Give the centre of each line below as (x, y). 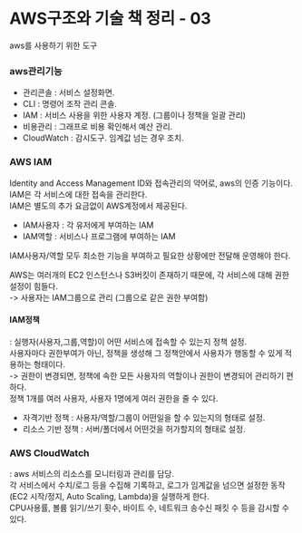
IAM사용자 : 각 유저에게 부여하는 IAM (88, 225)
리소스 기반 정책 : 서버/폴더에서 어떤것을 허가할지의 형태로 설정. (134, 429)
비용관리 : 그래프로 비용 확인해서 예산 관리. (97, 127)
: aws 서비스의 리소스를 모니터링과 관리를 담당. (92, 474)
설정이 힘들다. (34, 286)
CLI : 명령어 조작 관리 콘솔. (70, 104)
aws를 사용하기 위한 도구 (54, 45)
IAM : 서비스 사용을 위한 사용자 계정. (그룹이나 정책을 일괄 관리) (134, 115)
